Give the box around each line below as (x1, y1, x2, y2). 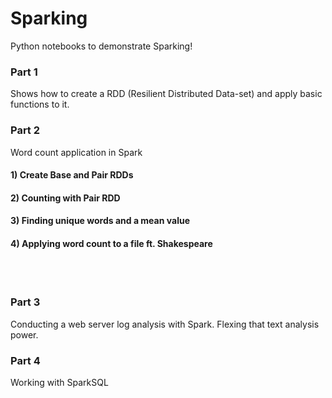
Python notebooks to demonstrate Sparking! (10, 40, 193, 52)
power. (10, 328, 39, 341)
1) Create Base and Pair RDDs (10, 169, 134, 181)
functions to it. (10, 98, 70, 111)
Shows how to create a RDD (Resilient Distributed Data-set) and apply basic (10, 88, 323, 100)
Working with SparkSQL (10, 377, 109, 389)
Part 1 (10, 65, 38, 79)
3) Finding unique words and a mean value (10, 215, 190, 227)
